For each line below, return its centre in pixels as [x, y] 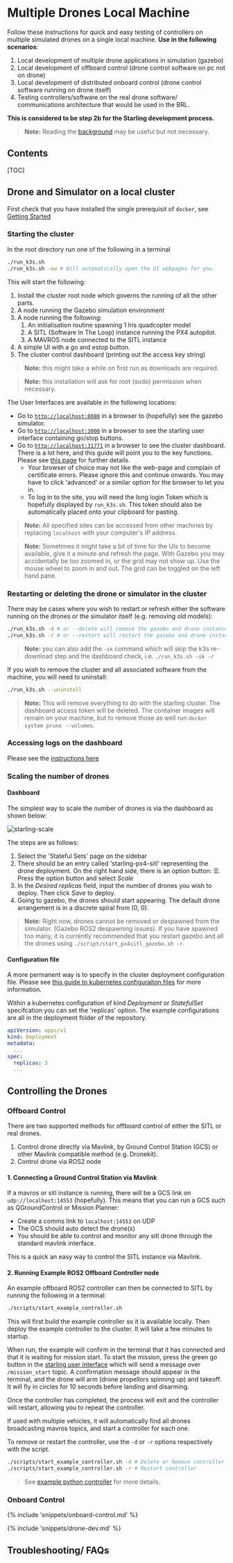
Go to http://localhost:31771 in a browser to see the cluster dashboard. [121, 445]
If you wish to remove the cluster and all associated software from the [107, 670]
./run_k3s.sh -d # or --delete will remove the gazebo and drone [103, 629]
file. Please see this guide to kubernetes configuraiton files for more [104, 982]
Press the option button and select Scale [75, 878]
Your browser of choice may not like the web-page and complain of [124, 467]
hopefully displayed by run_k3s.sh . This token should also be [115, 504]
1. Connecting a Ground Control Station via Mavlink [82, 1177]
